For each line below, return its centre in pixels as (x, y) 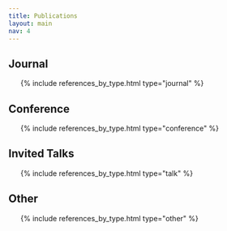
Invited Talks (41, 154)
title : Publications (43, 16)
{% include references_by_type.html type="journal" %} (112, 83)
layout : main (30, 24)
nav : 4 (19, 31)
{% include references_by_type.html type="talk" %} (106, 173)
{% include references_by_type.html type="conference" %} (120, 128)
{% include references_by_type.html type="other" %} (109, 218)
